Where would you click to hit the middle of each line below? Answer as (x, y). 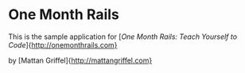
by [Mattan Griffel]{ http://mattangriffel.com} (80, 60)
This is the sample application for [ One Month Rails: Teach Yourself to (122, 36)
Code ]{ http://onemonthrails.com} (63, 44)
